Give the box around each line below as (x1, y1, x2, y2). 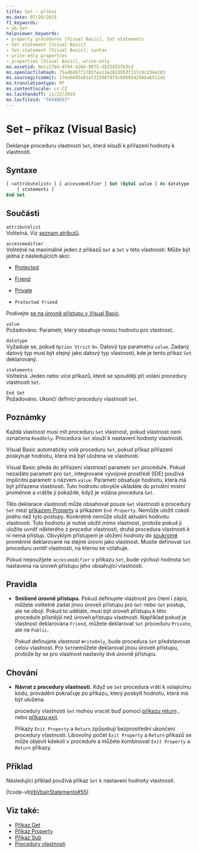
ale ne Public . (14, 626, 49, 634)
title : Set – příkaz (6, 8, 57, 15)
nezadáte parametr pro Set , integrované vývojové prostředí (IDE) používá (6, 470, 185, 477)
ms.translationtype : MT (6, 81, 65, 86)
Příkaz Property (14, 828, 53, 835)
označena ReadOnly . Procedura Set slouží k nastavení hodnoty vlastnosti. (6, 434, 184, 441)
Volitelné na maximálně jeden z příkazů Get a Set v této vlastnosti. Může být (6, 246, 191, 253)
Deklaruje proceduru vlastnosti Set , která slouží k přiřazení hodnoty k (6, 142, 175, 149)
